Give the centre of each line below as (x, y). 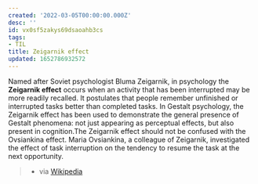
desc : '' (22, 23)
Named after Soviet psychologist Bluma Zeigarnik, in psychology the (119, 81)
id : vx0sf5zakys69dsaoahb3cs (56, 30)
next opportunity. (36, 156)
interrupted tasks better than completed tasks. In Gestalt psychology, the (126, 106)
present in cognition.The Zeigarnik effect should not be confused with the (127, 131)
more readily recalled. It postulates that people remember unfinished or (123, 98)
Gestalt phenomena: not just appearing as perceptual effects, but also (121, 123)
